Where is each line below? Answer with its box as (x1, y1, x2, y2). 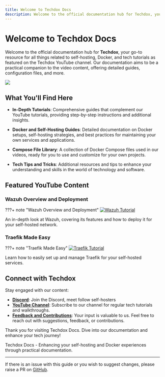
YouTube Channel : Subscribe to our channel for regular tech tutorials (12, 302, 153, 308)
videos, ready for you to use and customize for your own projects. (12, 152, 146, 158)
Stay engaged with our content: (5, 287, 69, 293)
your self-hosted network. (5, 221, 58, 227)
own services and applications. (12, 137, 75, 143)
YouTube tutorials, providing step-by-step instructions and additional (12, 112, 151, 118)
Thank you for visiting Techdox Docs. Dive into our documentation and (5, 327, 148, 333)
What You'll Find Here (5, 94, 73, 102)
